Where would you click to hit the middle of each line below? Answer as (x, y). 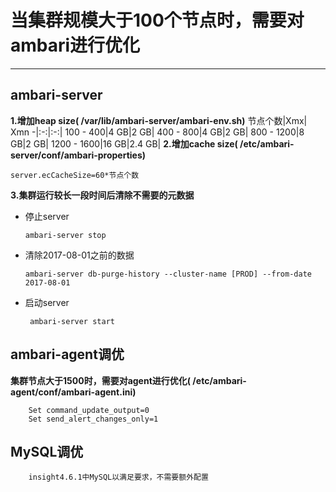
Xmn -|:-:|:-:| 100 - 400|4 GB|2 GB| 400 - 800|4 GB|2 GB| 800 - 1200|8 (157, 132)
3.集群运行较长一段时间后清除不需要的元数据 (102, 195)
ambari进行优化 (75, 45)
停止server (47, 216)
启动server (47, 302)
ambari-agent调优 (67, 354)
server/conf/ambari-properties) (78, 155)
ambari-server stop (65, 235)
